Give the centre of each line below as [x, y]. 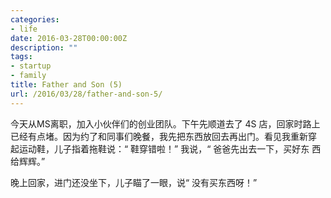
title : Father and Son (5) [66, 85]
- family [28, 76]
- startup [31, 66]
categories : [35, 19]
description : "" [44, 47]
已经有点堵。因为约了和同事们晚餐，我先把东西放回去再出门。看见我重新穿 [163, 136]
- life [24, 29]
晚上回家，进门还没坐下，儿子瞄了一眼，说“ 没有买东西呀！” [134, 182]
